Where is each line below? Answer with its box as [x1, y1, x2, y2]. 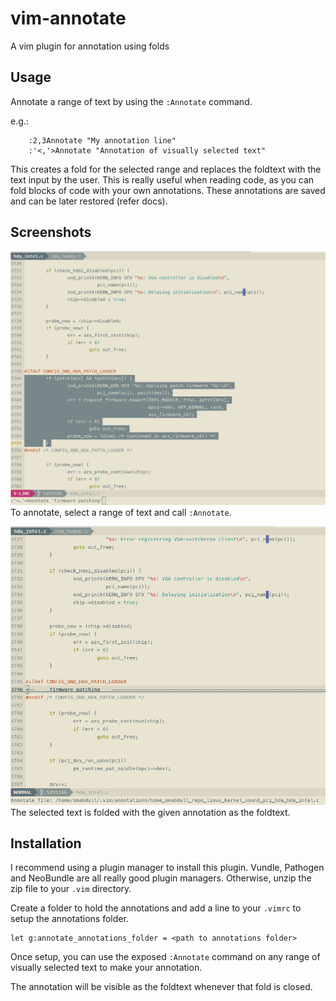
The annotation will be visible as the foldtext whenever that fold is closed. [10, 981, 313, 993]
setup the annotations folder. [10, 913, 129, 925]
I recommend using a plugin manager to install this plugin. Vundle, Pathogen [10, 862, 325, 874]
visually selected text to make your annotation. [10, 962, 203, 974]
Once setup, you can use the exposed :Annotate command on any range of [10, 951, 321, 963]
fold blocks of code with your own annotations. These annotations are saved [10, 184, 326, 196]
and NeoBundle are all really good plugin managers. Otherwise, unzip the [10, 872, 312, 884]
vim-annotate [10, 7, 127, 30]
